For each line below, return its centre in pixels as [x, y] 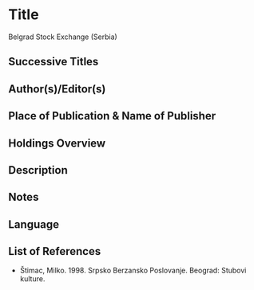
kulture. [32, 279]
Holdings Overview [57, 143]
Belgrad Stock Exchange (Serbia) [63, 37]
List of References [55, 251]
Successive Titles [54, 62]
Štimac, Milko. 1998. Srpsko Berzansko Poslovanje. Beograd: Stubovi [133, 270]
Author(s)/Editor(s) [57, 89]
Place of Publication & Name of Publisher [112, 116]
